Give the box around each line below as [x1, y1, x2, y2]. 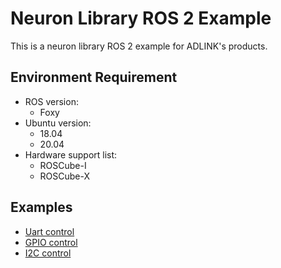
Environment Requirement [10, 69, 178, 86]
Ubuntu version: [24, 117, 92, 129]
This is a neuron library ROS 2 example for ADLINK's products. [10, 40, 268, 52]
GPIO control [24, 236, 78, 248]
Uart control [24, 225, 75, 237]
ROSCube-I [39, 159, 87, 171]
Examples [10, 199, 73, 216]
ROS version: [24, 95, 79, 107]
